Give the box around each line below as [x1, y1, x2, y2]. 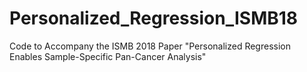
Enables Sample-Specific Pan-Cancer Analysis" [9, 50, 207, 62]
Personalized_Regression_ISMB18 [9, 7, 299, 30]
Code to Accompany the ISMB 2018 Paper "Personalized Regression [9, 40, 291, 52]
